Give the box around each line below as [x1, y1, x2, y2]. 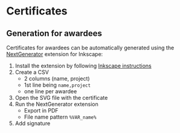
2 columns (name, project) [24, 75, 90, 82]
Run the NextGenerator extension [14, 101, 98, 108]
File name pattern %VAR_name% [24, 113, 97, 120]
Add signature [14, 120, 51, 127]
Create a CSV [14, 69, 50, 76]
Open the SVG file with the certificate [14, 94, 108, 101]
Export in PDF [24, 107, 59, 114]
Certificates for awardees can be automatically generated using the [6, 44, 175, 51]
